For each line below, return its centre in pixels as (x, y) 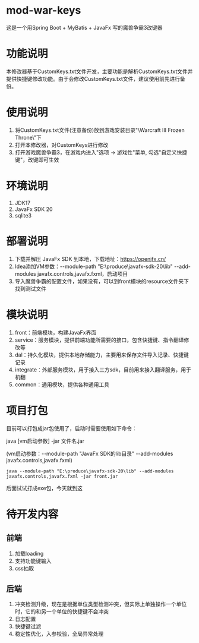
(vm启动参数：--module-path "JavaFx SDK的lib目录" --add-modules (90, 453)
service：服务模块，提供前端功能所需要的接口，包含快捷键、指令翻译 (99, 340)
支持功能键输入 (33, 561)
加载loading (29, 553)
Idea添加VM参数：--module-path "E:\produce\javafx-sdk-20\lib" (94, 266)
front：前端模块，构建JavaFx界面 (56, 332)
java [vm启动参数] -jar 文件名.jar (45, 441)
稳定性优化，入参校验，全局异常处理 (59, 634)
